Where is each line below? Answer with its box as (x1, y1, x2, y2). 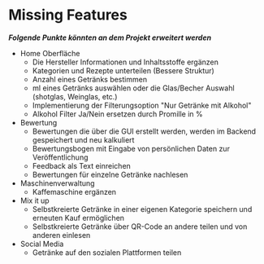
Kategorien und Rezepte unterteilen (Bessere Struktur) (32, 65, 215, 75)
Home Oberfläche (19, 48, 80, 58)
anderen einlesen (32, 230, 91, 240)
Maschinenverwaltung (19, 178, 95, 188)
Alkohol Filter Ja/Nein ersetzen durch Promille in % (32, 108, 203, 119)
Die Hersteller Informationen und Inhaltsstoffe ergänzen (32, 57, 219, 67)
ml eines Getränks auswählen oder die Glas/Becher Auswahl (32, 83, 235, 93)
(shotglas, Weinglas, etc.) (32, 91, 118, 101)
